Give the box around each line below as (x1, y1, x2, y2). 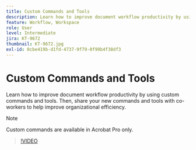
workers (6, 103, 26, 110)
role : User (6, 25, 33, 31)
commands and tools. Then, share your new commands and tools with (6, 97, 175, 104)
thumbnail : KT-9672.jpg (6, 41, 64, 47)
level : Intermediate (6, 30, 57, 36)
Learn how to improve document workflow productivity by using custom (6, 91, 180, 98)
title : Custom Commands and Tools (6, 8, 90, 15)
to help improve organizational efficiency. (27, 103, 127, 110)
